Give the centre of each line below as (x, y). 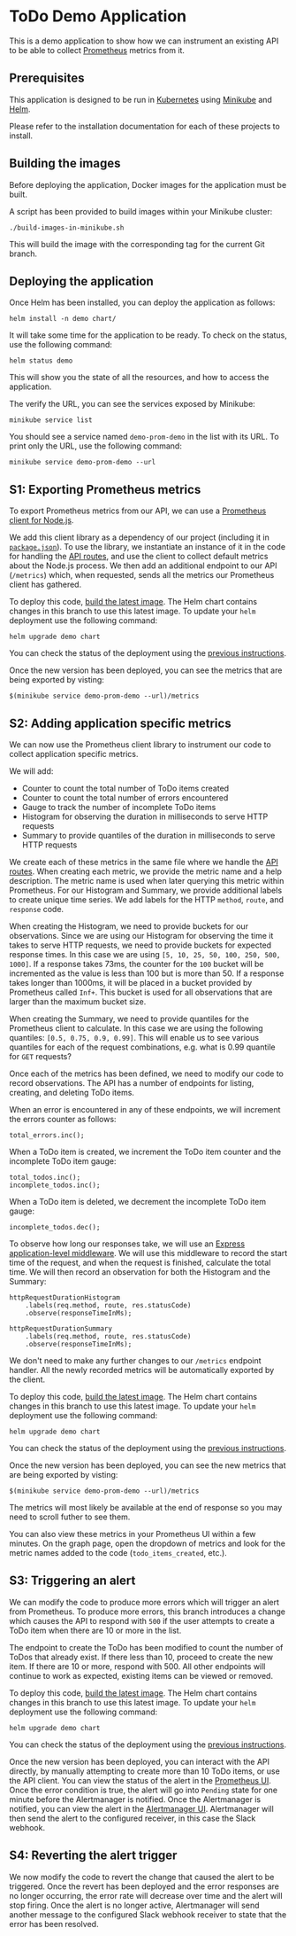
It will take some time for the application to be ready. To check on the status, (148, 335)
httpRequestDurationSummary (61, 1329)
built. (19, 194)
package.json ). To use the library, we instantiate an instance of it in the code (147, 547)
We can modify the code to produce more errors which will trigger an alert (144, 1602)
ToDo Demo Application (98, 16)
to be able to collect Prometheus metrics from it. (97, 50)
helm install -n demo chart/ (63, 319)
